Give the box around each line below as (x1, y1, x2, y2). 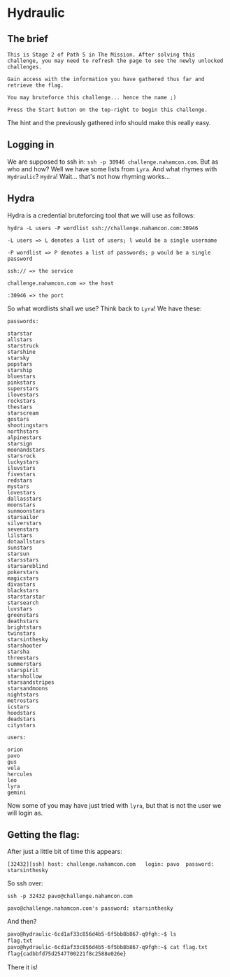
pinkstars (7, 379, 36, 386)
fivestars (7, 471, 36, 478)
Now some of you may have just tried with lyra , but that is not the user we (7, 801, 222, 809)
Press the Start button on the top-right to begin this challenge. (7, 106, 208, 113)
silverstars (7, 520, 42, 527)
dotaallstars (7, 538, 45, 545)
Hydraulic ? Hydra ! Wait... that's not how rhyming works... (7, 172, 171, 180)
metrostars (7, 697, 39, 704)
